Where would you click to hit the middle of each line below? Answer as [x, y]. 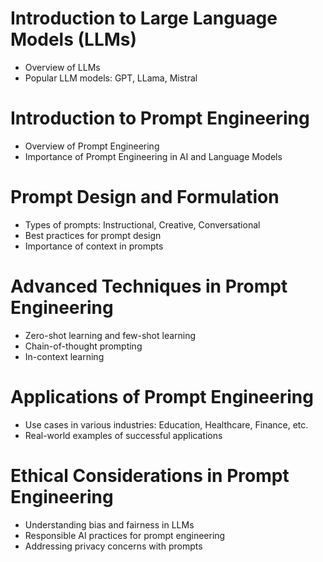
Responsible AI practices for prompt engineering [125, 535]
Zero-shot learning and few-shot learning [110, 335]
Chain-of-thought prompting [83, 346]
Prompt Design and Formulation [145, 197]
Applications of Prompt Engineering [162, 396]
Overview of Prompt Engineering [92, 146]
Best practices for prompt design [93, 235]
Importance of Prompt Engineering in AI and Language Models [153, 156]
